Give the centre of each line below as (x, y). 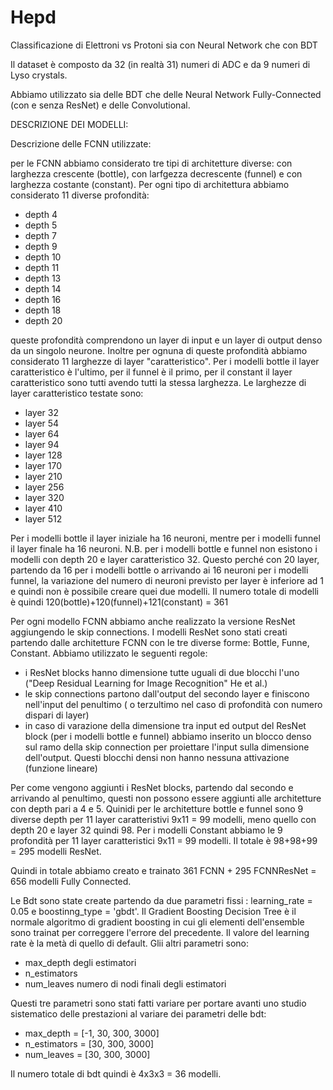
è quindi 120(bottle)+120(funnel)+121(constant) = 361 (119, 602)
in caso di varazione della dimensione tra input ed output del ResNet (165, 725)
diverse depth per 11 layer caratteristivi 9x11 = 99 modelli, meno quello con (163, 819)
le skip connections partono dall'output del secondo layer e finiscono (167, 693)
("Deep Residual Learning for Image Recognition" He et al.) (146, 683)
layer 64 (42, 433)
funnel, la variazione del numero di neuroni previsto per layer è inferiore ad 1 (167, 580)
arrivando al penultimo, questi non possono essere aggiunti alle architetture (166, 798)
